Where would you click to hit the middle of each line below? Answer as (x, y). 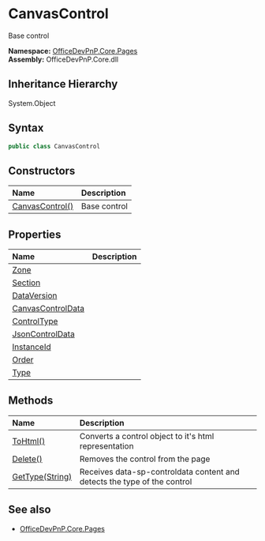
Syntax (26, 128)
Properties (35, 234)
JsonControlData (43, 334)
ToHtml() (29, 441)
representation (106, 445)
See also (30, 510)
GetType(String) (42, 476)
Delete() (27, 459)
